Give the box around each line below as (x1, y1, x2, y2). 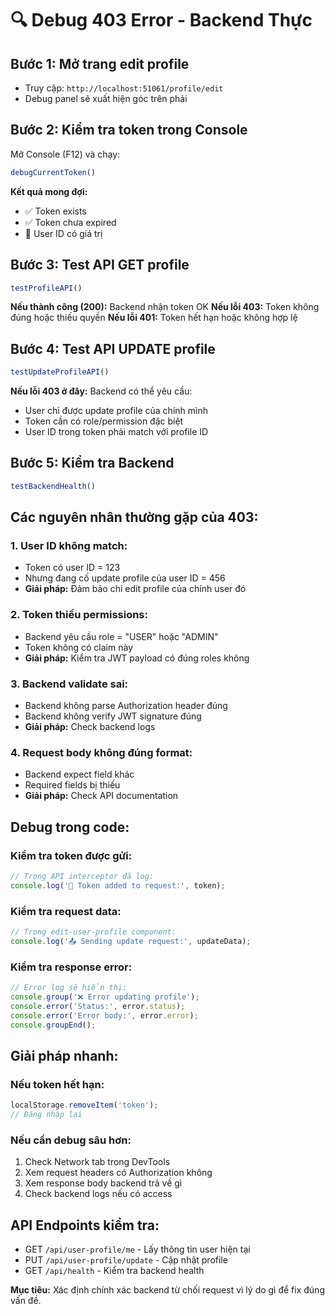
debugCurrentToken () (10, 167, 97, 177)
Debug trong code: (10, 818, 130, 836)
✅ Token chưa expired (24, 216, 117, 228)
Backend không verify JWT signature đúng (24, 710, 202, 722)
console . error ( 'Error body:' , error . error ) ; (10, 1010, 199, 1021)
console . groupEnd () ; (10, 1020, 97, 1030)
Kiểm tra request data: (10, 904, 122, 918)
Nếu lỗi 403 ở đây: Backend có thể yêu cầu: (10, 385, 193, 397)
